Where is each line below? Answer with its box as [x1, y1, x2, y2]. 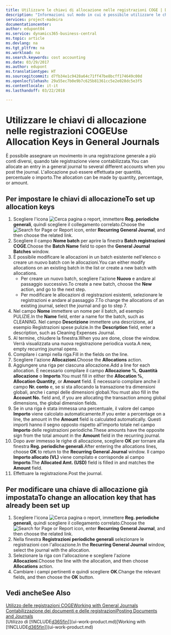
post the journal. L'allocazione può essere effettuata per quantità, [6, 169, 142, 175]
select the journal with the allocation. [13, 547, 90, 553]
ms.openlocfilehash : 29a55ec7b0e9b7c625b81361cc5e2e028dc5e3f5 [6, 78, 143, 84]
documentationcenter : [6, 21, 52, 27]
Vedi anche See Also [6, 589, 71, 597]
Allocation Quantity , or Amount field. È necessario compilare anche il [13, 378, 160, 384]
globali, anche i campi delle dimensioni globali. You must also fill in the [13, 389, 159, 395]
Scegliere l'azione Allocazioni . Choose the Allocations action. [13, 357, 143, 363]
